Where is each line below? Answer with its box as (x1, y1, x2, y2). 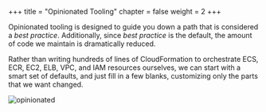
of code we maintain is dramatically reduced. (8, 39, 156, 48)
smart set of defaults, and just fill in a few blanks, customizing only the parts (8, 71, 259, 80)
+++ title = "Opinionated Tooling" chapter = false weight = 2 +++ (8, 7, 221, 16)
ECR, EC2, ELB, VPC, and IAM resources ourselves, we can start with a (8, 63, 241, 72)
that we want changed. (8, 79, 84, 89)
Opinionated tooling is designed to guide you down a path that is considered (8, 22, 259, 31)
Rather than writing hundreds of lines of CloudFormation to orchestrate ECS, (8, 55, 259, 64)
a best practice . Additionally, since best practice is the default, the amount (8, 31, 252, 40)
